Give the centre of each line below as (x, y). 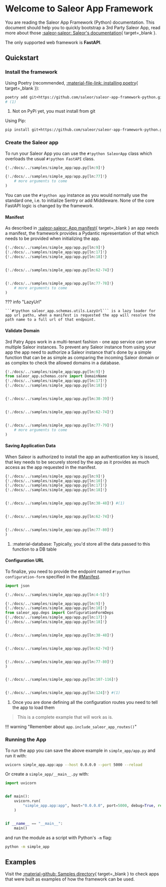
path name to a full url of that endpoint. (51, 320)
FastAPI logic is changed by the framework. (49, 206)
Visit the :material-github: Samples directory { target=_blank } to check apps (82, 874)
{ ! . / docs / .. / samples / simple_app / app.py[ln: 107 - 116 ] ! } (62, 680)
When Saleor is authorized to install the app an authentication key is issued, (82, 457)
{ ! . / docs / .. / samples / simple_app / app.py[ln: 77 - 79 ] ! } (59, 425)
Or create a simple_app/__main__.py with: (47, 774)
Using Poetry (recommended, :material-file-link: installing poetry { (72, 83)
